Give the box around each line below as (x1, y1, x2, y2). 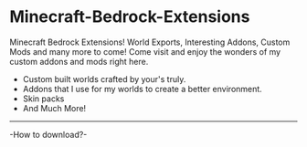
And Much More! (22, 102, 87, 113)
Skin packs (22, 93, 65, 104)
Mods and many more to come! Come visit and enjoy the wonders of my (9, 46, 281, 57)
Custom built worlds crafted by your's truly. (22, 73, 186, 84)
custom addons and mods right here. (9, 56, 149, 67)
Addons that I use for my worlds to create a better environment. (22, 83, 262, 94)
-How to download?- (9, 129, 88, 140)
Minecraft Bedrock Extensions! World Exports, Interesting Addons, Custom (9, 37, 291, 47)
